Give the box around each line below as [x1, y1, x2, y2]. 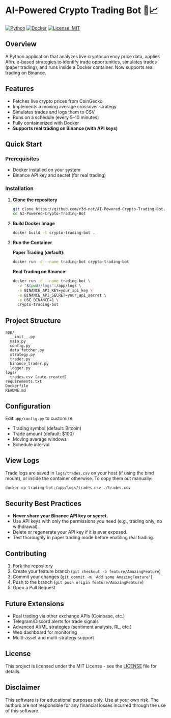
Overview [5, 40, 37, 49]
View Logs [5, 456, 40, 465]
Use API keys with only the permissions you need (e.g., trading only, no [12, 518, 162, 524]
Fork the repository [12, 563, 53, 569]
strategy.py [10, 352, 36, 357]
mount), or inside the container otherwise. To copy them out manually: [5, 475, 153, 481]
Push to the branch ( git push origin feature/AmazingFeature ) [12, 579, 144, 585]
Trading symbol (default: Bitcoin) [12, 425, 81, 431]
